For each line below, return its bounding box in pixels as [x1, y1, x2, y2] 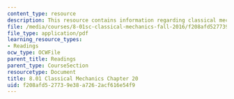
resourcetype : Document [7, 68, 77, 75]
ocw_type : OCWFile [7, 49, 61, 56]
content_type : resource [7, 10, 77, 17]
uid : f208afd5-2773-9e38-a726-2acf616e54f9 [7, 82, 136, 89]
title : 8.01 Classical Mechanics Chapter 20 [7, 75, 139, 82]
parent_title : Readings [7, 56, 77, 63]
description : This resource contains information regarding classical [7, 17, 217, 24]
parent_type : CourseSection [7, 62, 89, 69]
